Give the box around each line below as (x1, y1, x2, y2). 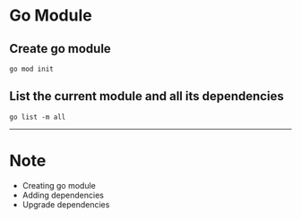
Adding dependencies (21, 190, 105, 200)
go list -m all (9, 113, 66, 122)
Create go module (9, 41, 112, 56)
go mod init (9, 64, 54, 73)
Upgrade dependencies (21, 198, 110, 210)
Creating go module (21, 180, 96, 190)
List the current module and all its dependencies (9, 88, 284, 104)
